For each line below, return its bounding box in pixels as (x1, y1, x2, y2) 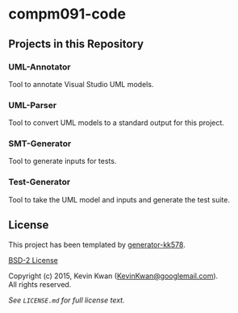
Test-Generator (8, 177, 71, 188)
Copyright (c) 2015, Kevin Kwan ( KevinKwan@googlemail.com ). (8, 271, 219, 281)
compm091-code (8, 5, 127, 23)
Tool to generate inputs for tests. (8, 156, 117, 166)
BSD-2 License (8, 255, 58, 265)
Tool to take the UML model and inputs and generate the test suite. (8, 194, 231, 204)
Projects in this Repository (8, 37, 144, 51)
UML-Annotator (8, 61, 71, 73)
